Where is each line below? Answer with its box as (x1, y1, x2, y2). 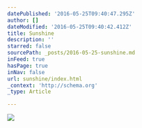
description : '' (7, 36, 54, 43)
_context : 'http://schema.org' (7, 82, 98, 89)
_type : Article (7, 88, 52, 95)
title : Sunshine (7, 29, 54, 37)
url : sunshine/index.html (7, 75, 82, 83)
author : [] (7, 17, 39, 24)
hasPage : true (7, 62, 49, 69)
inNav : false (7, 69, 45, 76)
